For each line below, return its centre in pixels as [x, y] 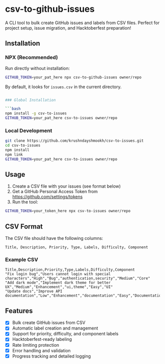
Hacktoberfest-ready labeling [42, 339]
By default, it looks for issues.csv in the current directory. [63, 87]
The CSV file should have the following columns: [54, 238]
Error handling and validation [41, 350]
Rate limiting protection [36, 345]
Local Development [29, 131]
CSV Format [24, 226]
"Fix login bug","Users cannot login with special [58, 274]
